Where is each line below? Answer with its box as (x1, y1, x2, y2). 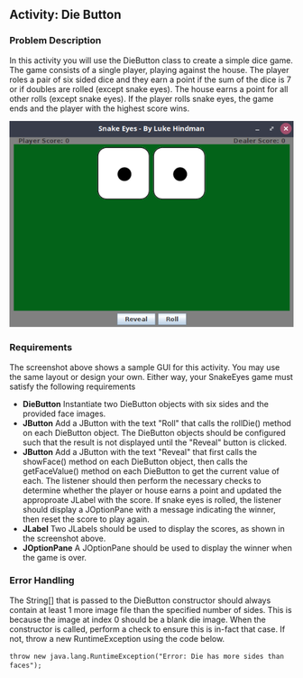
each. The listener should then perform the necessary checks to (22, 475, 262, 486)
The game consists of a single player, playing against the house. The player (9, 64, 290, 75)
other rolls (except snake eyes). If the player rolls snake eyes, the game (9, 93, 274, 104)
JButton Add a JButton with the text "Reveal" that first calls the (22, 446, 258, 457)
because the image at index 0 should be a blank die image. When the (9, 614, 266, 625)
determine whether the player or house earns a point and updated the (22, 485, 282, 496)
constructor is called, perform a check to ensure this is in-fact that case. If (9, 623, 286, 635)
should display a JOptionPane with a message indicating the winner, (22, 504, 277, 515)
